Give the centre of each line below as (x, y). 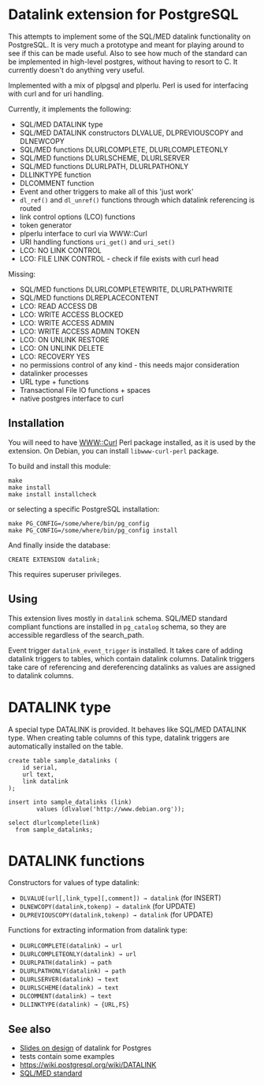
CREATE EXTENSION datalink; (54, 559)
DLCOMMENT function (57, 183)
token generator (46, 225)
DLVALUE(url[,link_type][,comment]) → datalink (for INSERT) (121, 898)
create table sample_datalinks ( (63, 760)
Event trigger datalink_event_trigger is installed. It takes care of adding (125, 650)
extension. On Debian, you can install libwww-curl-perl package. (113, 450)
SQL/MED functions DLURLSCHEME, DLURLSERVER (105, 158)
